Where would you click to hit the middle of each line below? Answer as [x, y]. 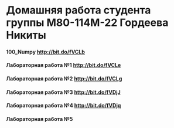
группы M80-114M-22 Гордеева [87, 23]
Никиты [26, 35]
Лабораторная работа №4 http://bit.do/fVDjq [64, 106]
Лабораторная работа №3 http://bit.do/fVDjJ [64, 92]
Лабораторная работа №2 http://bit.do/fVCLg [64, 78]
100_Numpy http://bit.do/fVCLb [45, 52]
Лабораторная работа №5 [40, 119]
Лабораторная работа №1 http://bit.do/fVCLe [64, 65]
